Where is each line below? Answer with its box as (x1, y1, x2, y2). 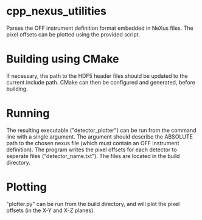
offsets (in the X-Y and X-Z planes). (6, 207, 96, 214)
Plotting (6, 180, 47, 194)
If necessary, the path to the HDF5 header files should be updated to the (6, 72, 188, 80)
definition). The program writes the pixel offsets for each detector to (6, 146, 178, 153)
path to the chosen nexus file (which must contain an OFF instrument (6, 139, 179, 146)
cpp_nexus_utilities (6, 4, 106, 18)
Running (6, 106, 50, 120)
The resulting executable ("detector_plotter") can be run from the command (6, 126, 197, 134)
